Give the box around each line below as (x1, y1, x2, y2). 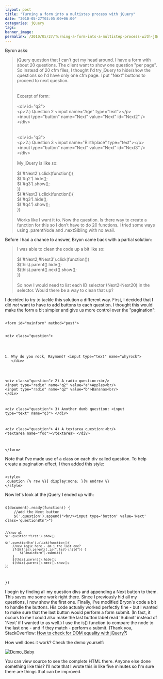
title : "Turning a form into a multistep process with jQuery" (5, 12, 136, 17)
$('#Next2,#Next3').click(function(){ (16, 256, 90, 262)
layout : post (5, 7, 32, 12)
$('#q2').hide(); (16, 175, 48, 181)
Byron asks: (5, 47, 29, 53)
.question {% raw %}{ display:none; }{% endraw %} (5, 479, 110, 484)
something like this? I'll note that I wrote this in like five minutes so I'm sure (5, 663, 154, 669)
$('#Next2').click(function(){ (16, 170, 74, 176)
